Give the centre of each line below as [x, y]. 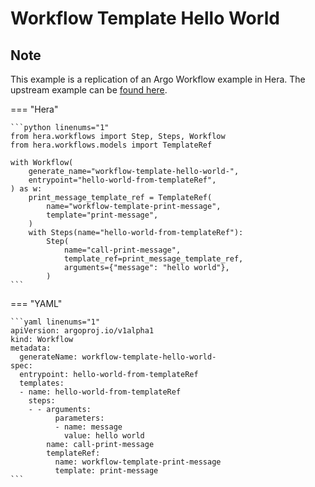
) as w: [26, 189]
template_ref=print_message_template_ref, [153, 259]
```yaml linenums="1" [55, 322]
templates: [42, 383]
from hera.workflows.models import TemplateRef [111, 145]
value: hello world [104, 436]
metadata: [31, 348]
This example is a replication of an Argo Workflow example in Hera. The [158, 79]
